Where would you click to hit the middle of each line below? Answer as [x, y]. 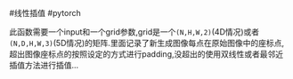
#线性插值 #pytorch [45, 13]
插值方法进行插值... [44, 65]
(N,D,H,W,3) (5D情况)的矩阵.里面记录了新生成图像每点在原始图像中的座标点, [147, 43]
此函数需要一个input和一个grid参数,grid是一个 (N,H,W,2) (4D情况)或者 [134, 32]
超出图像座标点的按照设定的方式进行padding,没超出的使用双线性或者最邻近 [146, 54]
